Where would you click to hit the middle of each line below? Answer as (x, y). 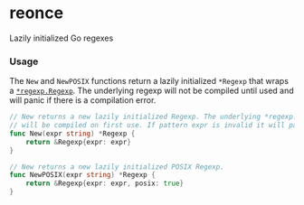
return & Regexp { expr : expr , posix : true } (104, 183)
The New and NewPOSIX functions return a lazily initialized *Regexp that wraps (149, 81)
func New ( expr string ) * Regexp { (72, 134)
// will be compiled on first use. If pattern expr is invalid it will (147, 126)
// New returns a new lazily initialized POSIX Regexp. (117, 167)
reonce (37, 13)
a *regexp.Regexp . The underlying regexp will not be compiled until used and (152, 91)
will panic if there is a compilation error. (83, 100)
